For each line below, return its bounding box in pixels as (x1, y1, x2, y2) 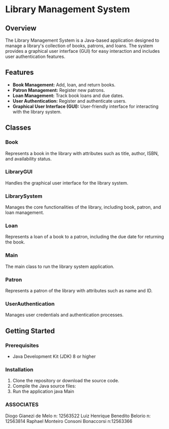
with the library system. (12, 108, 62, 115)
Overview (5, 24, 37, 33)
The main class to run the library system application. (5, 263, 115, 269)
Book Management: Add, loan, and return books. (12, 81, 116, 87)
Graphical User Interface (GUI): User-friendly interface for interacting (12, 103, 159, 109)
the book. (5, 239, 25, 245)
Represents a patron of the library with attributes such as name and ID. (5, 287, 153, 293)
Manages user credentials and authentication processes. (5, 312, 124, 318)
